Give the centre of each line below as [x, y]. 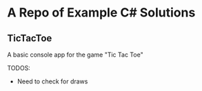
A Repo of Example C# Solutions [101, 13]
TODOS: [19, 68]
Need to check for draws [52, 81]
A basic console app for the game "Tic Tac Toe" [75, 54]
